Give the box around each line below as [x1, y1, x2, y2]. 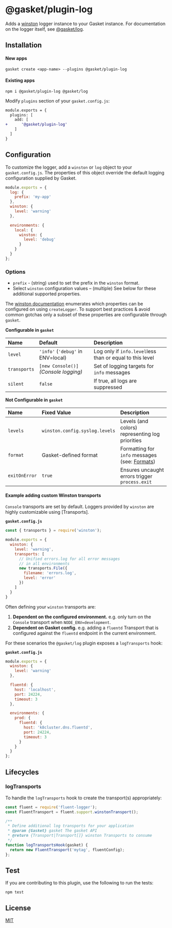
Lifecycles [5, 768, 39, 776]
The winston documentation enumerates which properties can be [5, 301, 143, 307]
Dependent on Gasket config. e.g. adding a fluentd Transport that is [12, 624, 159, 631]
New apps [5, 55, 27, 61]
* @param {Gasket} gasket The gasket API [7, 828, 97, 834]
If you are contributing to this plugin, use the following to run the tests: [5, 880, 154, 886]
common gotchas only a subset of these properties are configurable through [5, 312, 167, 318]
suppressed [94, 384, 122, 391]
